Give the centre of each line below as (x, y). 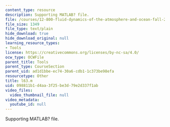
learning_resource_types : (32, 43)
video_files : (19, 90)
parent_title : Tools (27, 62)
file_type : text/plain (29, 29)
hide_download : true (27, 34)
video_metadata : (22, 100)
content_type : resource (30, 10)
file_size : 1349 (22, 24)
